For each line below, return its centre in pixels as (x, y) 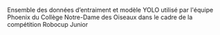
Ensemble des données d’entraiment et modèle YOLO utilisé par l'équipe (110, 10)
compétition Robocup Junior (48, 24)
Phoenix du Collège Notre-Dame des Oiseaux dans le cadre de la (100, 17)
